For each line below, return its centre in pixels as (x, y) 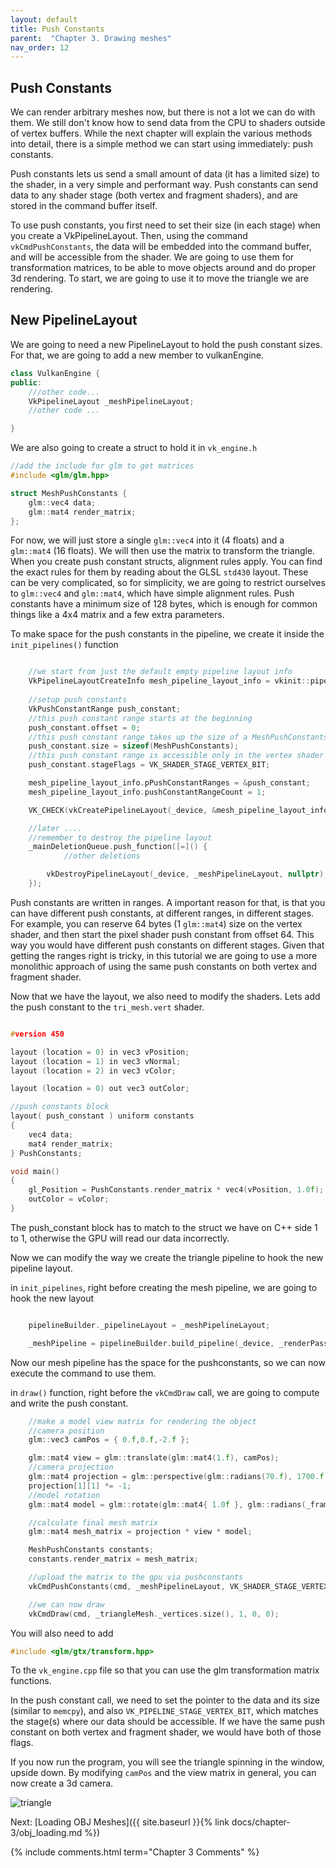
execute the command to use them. (83, 1373)
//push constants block (60, 1107)
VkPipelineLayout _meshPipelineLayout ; (111, 401)
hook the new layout (52, 1298)
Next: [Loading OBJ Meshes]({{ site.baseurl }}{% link (120, 1822)
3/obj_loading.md (46, 1833)
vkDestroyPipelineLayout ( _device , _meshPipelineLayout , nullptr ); (187, 874)
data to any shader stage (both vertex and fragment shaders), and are (154, 195)
